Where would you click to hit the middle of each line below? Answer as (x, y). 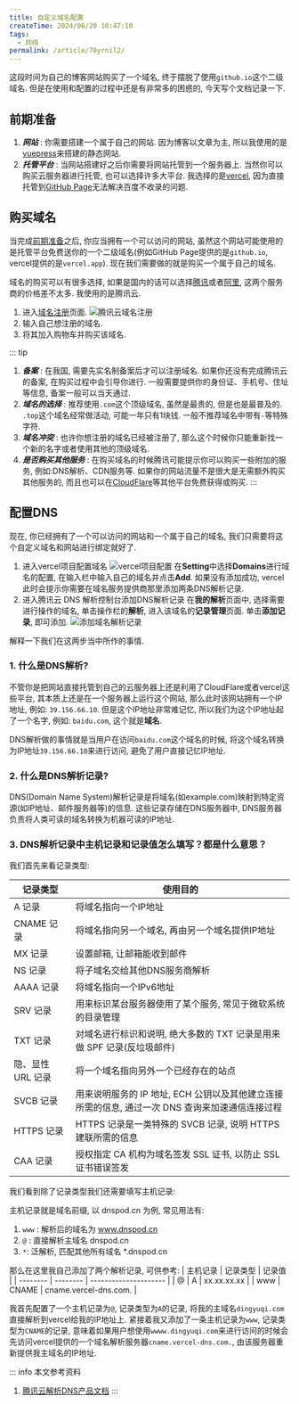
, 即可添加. (49, 621)
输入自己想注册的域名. (62, 323)
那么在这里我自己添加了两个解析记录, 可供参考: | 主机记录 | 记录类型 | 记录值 (148, 1270)
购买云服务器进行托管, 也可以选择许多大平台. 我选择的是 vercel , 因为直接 (153, 176)
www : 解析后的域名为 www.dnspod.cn (90, 1229)
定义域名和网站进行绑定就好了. (81, 547)
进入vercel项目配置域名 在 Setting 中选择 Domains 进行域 (156, 566)
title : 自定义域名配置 (47, 17)
